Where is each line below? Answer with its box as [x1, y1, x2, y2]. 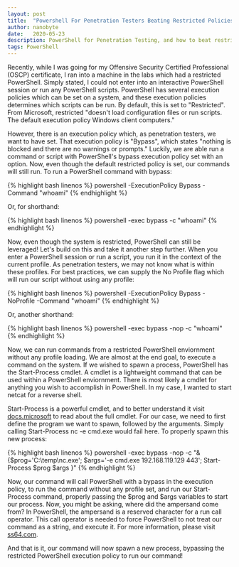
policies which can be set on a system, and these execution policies [7, 93, 206, 102]
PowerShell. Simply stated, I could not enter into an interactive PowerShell [7, 78, 224, 86]
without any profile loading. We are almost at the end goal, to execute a [7, 353, 216, 361]
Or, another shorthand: [7, 310, 74, 318]
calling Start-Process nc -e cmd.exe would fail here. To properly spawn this [7, 427, 229, 436]
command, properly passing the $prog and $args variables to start [33, 492, 228, 501]
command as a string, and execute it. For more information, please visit [7, 523, 216, 531]
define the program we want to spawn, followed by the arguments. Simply [7, 420, 224, 428]
